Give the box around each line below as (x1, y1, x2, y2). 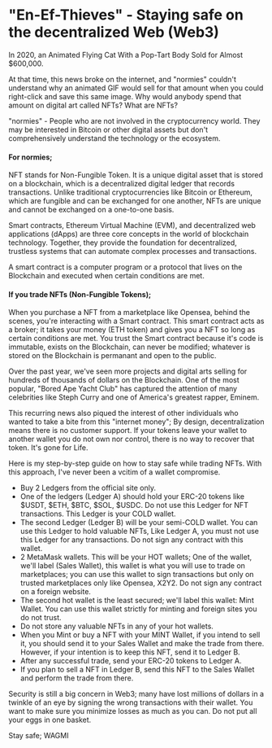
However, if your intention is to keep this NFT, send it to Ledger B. (19, 647, 241, 657)
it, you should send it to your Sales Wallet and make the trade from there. (19, 639, 265, 649)
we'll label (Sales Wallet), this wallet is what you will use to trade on (19, 561, 246, 571)
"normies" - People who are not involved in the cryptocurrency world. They (8, 116, 261, 125)
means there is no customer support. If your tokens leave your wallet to (8, 426, 248, 435)
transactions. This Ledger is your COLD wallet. (19, 509, 176, 518)
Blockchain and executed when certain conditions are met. (8, 271, 205, 281)
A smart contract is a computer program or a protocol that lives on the (8, 262, 243, 272)
